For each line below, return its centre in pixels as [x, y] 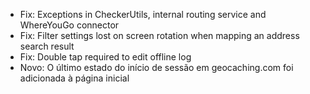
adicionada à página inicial [74, 78]
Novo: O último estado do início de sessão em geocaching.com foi [156, 67]
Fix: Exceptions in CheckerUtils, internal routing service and [143, 14]
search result [47, 46]
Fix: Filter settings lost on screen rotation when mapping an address [159, 35]
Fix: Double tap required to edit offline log [105, 57]
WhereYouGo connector [69, 25]
